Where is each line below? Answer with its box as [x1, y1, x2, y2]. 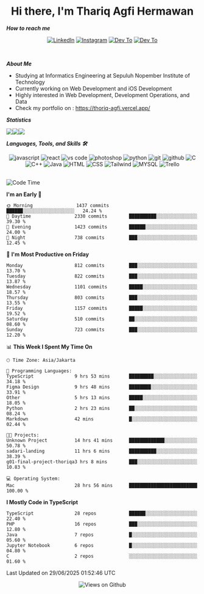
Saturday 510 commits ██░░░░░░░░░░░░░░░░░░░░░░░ [6, 316, 198, 322]
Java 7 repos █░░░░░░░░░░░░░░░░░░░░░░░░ [6, 532, 198, 538]
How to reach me [6, 24, 51, 32]
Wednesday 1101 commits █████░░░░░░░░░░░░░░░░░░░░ [6, 284, 198, 290]
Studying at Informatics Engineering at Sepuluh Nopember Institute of [15, 71, 191, 79]
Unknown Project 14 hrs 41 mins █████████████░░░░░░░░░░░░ [6, 437, 198, 444]
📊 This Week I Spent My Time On [6, 343, 93, 350]
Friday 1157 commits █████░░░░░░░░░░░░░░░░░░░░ [6, 305, 198, 311]
